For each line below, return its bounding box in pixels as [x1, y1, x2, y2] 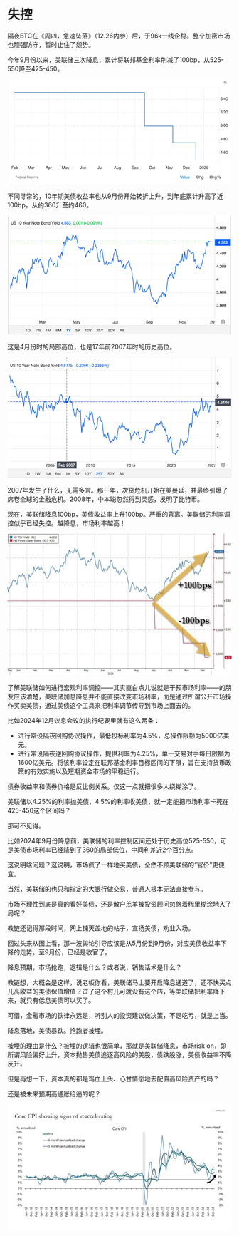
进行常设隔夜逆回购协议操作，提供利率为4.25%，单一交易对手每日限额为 [17, 749, 230, 758]
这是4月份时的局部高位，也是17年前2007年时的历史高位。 [7, 343, 176, 351]
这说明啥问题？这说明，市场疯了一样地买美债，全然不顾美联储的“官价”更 [7, 860, 219, 869]
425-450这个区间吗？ [7, 806, 71, 815]
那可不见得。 [7, 821, 45, 830]
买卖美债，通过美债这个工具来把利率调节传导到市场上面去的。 [13, 701, 194, 709]
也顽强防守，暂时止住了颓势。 [7, 40, 95, 48]
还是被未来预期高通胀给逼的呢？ [7, 1089, 101, 1098]
